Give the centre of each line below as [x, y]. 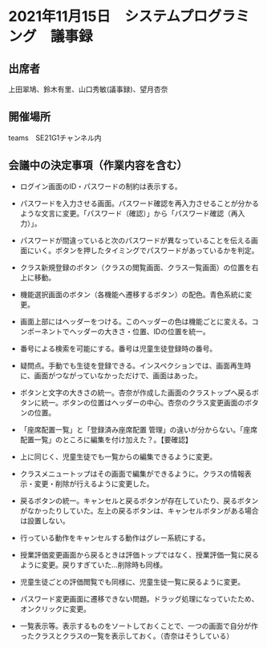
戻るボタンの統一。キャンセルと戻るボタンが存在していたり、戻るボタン [139, 501]
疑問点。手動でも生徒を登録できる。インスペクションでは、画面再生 [132, 365]
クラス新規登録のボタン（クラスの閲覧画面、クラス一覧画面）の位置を [136, 267]
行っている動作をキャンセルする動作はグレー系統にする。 [115, 537]
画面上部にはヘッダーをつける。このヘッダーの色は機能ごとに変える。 [136, 321]
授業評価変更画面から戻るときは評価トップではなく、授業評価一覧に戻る [139, 554]
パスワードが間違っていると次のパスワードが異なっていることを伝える [135, 240]
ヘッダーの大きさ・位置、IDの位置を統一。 [140, 331]
